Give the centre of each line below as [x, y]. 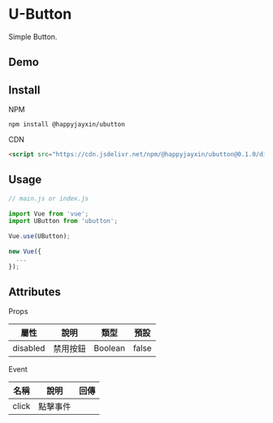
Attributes [35, 292]
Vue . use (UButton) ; [39, 237]
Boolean [109, 348]
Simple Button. [33, 37]
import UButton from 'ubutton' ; [63, 221]
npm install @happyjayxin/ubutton [67, 124]
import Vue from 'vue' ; [49, 214]
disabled [29, 348]
